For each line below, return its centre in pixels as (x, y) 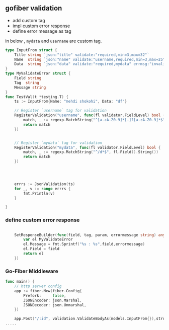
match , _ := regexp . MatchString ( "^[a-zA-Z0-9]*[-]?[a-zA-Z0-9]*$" (94, 120)
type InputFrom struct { (31, 50)
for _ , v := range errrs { (43, 189)
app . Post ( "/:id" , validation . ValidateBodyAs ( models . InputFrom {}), (85, 319)
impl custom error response (41, 26)
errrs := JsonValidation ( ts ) (45, 184)
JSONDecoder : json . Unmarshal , (55, 305)
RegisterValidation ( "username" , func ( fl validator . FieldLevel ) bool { (90, 115)
